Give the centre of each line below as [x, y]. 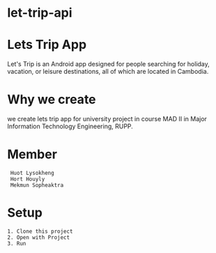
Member [32, 154]
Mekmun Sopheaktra [37, 185]
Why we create [52, 100]
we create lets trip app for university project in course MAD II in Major [107, 119]
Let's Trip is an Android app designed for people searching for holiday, [109, 64]
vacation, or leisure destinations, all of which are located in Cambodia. [108, 72]
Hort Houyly [28, 179]
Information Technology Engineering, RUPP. [70, 126]
